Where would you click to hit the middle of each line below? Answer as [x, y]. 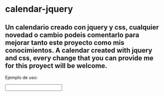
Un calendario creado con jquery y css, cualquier [82, 27]
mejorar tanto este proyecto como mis [65, 43]
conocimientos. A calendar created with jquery [79, 50]
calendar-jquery [39, 9]
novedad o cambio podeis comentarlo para [72, 35]
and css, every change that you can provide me [79, 58]
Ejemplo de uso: [21, 78]
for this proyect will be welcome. [56, 66]
